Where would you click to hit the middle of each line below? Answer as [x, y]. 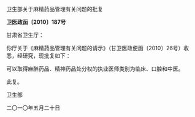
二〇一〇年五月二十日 [33, 108]
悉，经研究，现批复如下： [39, 56]
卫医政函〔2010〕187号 [36, 22]
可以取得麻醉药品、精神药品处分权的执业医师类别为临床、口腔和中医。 [95, 69]
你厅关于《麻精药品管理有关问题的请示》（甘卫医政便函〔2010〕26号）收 [98, 48]
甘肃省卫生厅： [25, 35]
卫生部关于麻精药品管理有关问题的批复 [55, 9]
